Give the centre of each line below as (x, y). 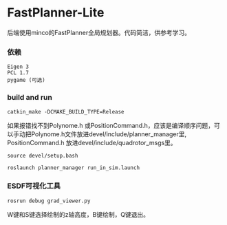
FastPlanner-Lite (56, 13)
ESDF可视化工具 (34, 186)
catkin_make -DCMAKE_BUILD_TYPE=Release (66, 111)
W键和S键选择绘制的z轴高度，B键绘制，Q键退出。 (78, 214)
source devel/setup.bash (43, 156)
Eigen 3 (18, 67)
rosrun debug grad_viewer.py (49, 201)
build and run (30, 98)
